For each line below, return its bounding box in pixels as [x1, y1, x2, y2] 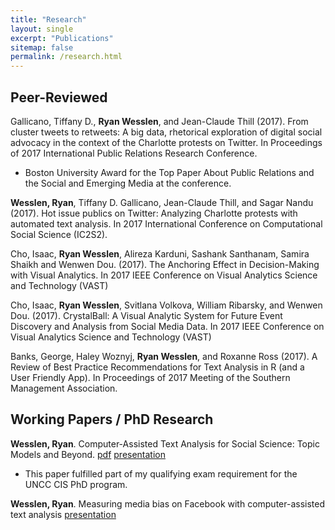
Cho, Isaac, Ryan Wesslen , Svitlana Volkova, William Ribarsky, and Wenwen [10, 299, 323, 311]
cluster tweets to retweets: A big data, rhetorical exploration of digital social [10, 126, 323, 138]
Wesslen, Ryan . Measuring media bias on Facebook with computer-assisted [10, 497, 326, 510]
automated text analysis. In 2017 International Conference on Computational [10, 217, 323, 230]
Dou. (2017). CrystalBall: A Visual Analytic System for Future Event [10, 309, 283, 321]
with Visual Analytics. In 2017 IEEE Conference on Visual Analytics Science [10, 269, 318, 281]
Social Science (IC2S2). [10, 228, 108, 240]
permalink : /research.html [10, 52, 123, 62]
